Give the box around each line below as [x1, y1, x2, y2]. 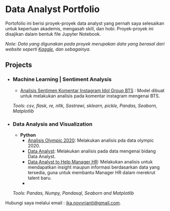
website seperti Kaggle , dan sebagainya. [5, 46, 91, 52]
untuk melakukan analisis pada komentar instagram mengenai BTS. [20, 92, 160, 99]
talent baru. [27, 175, 52, 181]
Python [20, 132, 36, 138]
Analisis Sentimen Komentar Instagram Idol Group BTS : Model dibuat [20, 87, 165, 93]
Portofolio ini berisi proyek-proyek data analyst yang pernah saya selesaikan [5, 20, 164, 26]
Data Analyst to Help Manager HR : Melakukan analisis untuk [27, 159, 153, 165]
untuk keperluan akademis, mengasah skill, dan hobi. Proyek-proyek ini [5, 25, 154, 31]
